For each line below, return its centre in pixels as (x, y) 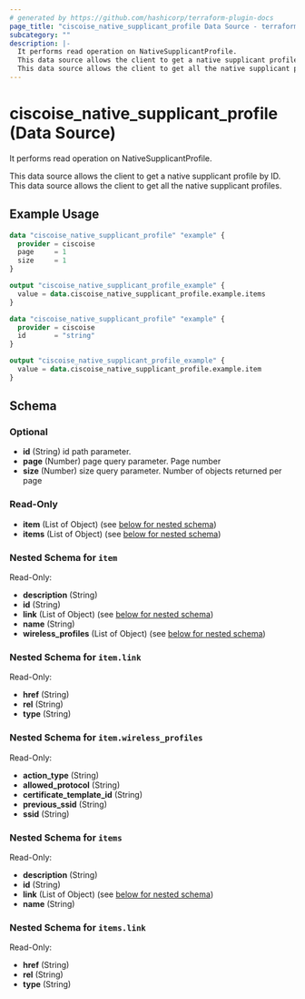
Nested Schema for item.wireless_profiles (106, 738)
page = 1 (42, 252)
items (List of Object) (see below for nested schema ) (122, 534)
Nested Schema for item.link (75, 657)
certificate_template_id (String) (83, 794)
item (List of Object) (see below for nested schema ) (119, 524)
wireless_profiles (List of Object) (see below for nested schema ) (144, 634)
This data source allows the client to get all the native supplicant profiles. (146, 185)
